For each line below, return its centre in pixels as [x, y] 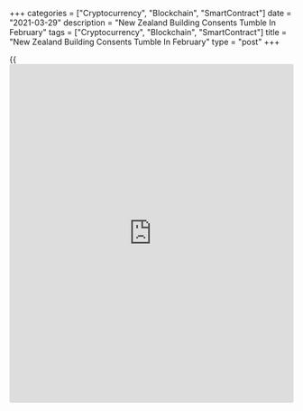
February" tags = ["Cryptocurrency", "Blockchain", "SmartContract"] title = [148, 32]
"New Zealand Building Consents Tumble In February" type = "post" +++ [145, 42]
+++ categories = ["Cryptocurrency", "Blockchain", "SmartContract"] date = [151, 13]
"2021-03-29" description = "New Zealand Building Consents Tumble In [143, 23]
